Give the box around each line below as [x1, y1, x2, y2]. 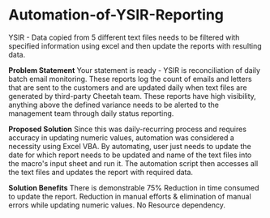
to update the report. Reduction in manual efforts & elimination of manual [8, 191, 251, 201]
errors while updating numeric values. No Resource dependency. [8, 200, 225, 210]
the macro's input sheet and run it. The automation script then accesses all [8, 158, 259, 168]
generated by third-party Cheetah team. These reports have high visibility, [8, 91, 257, 100]
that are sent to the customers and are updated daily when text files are [8, 83, 247, 92]
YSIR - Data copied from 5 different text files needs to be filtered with [8, 32, 240, 42]
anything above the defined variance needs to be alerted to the [8, 100, 219, 109]
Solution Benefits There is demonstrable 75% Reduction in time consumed [8, 182, 259, 192]
